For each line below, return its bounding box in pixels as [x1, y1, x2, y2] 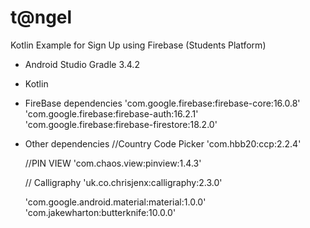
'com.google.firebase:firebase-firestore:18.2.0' [24, 118, 218, 130]
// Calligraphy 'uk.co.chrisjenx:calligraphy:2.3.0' [24, 176, 223, 188]
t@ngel [10, 6, 73, 29]
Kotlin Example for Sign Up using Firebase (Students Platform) [10, 39, 267, 51]
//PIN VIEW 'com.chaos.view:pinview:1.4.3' [24, 157, 202, 169]
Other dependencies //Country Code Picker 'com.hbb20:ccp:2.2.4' [24, 137, 302, 150]
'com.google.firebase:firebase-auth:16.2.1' [24, 107, 199, 120]
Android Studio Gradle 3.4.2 [24, 58, 140, 70]
